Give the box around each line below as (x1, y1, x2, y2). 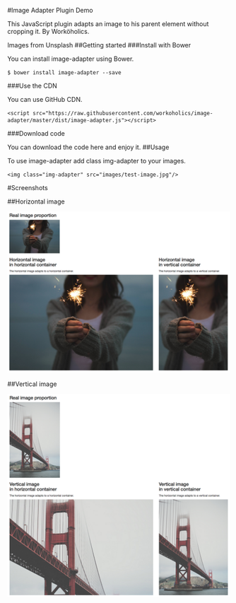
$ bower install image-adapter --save (7, 69, 122, 76)
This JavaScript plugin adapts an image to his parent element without (7, 20, 209, 28)
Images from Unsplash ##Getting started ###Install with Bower (7, 41, 191, 49)
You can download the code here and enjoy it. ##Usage (7, 143, 170, 151)
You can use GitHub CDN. (7, 95, 83, 103)
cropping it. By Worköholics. (7, 28, 90, 35)
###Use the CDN (7, 81, 58, 90)
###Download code (7, 129, 65, 137)
